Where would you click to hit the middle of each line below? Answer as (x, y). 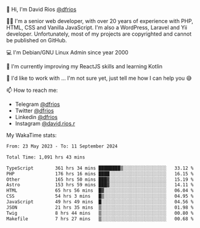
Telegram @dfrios (38, 104)
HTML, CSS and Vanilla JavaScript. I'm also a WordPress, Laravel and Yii (97, 28)
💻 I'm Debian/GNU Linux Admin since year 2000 (67, 52)
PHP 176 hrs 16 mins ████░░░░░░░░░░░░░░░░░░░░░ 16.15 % (100, 174)
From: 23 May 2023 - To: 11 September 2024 (62, 146)
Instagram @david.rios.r (45, 123)
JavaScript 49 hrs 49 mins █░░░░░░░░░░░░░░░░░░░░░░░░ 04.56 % (100, 202)
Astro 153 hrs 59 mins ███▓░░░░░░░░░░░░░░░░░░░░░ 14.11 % (100, 185)
